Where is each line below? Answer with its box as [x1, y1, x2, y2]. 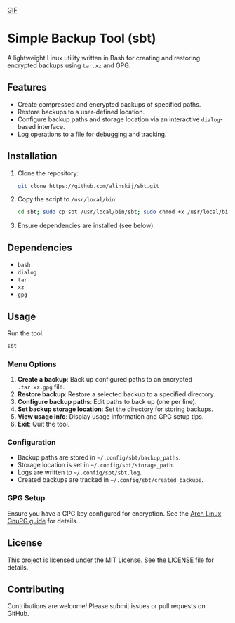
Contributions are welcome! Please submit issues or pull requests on [7, 602, 206, 610]
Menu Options [7, 359, 57, 369]
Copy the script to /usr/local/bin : [17, 195, 117, 203]
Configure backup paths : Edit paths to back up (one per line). [17, 398, 197, 406]
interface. [37, 122, 65, 130]
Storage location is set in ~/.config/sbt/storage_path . [17, 461, 175, 469]
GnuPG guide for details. [7, 516, 79, 525]
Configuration [7, 438, 56, 448]
